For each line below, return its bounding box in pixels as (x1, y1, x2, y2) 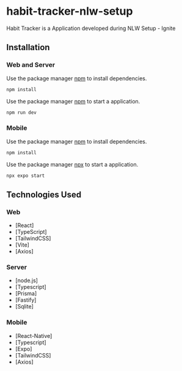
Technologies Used (6, 189, 81, 200)
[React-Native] (15, 332, 53, 339)
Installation (6, 42, 50, 53)
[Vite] (15, 241, 29, 249)
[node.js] (15, 277, 38, 284)
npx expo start (6, 173, 45, 179)
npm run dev (6, 109, 37, 116)
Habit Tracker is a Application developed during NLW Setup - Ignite (6, 24, 176, 32)
